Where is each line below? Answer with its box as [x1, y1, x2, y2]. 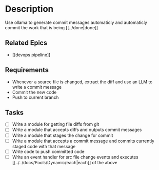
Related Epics [5, 39, 47, 47]
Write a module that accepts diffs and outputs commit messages [12, 127, 142, 132]
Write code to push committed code [12, 149, 84, 154]
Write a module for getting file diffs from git [12, 121, 99, 127]
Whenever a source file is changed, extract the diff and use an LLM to [12, 79, 153, 85]
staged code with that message [12, 143, 76, 149]
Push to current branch [12, 94, 59, 100]
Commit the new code [12, 89, 57, 95]
